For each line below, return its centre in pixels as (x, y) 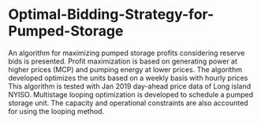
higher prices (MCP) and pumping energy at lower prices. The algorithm (125, 69)
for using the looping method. (56, 111)
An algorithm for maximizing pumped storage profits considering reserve (127, 53)
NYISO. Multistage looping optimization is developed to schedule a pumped (131, 94)
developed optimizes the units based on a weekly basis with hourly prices (128, 78)
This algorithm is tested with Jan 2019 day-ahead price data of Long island (129, 86)
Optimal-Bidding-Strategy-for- (111, 15)
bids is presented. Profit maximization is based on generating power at (123, 61)
